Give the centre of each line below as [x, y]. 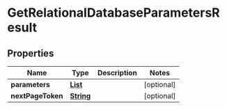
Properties [31, 53]
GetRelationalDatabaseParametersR [114, 13]
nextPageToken [37, 96]
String [80, 96]
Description [117, 73]
